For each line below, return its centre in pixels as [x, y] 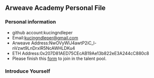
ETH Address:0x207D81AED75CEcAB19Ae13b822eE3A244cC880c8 [81, 53]
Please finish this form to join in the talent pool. [59, 58]
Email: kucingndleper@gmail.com [45, 38]
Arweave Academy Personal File [55, 8]
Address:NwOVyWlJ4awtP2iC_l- [64, 43]
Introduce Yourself [28, 71]
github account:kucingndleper [42, 32]
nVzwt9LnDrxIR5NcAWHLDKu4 [44, 48]
